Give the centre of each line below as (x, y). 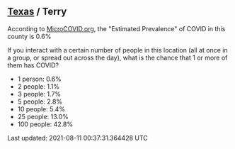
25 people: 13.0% (43, 116)
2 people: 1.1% (39, 86)
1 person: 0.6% (40, 79)
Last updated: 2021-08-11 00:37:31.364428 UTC (78, 138)
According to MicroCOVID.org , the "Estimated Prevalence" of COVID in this (116, 28)
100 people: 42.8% (45, 124)
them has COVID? (33, 65)
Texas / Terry (37, 12)
